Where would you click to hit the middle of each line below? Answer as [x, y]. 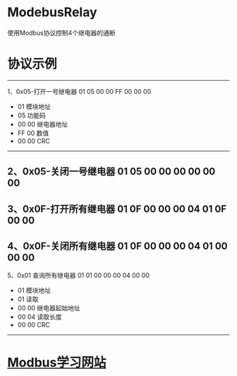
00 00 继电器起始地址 [49, 308]
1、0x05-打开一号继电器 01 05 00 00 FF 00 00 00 [79, 91]
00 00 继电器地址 [43, 124]
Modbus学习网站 [57, 362]
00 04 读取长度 [39, 317]
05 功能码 [31, 115]
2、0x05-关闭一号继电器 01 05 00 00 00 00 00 [111, 171]
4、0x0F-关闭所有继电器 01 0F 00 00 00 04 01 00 [117, 246]
